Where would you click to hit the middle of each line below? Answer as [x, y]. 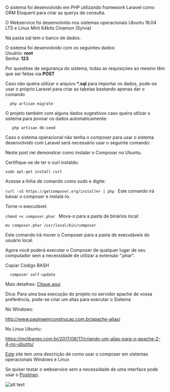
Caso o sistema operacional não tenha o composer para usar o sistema [80, 137]
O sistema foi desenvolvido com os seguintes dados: [60, 48]
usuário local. [20, 240]
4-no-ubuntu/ [20, 344]
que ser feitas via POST [30, 74]
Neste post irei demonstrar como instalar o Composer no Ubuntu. [74, 153]
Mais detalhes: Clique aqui [33, 284]
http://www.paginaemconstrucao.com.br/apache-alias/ [63, 319]
